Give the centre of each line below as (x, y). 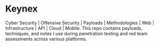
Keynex (22, 9)
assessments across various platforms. (46, 39)
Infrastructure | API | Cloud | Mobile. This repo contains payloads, (74, 28)
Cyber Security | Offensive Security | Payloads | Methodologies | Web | (80, 23)
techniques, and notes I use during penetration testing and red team (76, 33)
